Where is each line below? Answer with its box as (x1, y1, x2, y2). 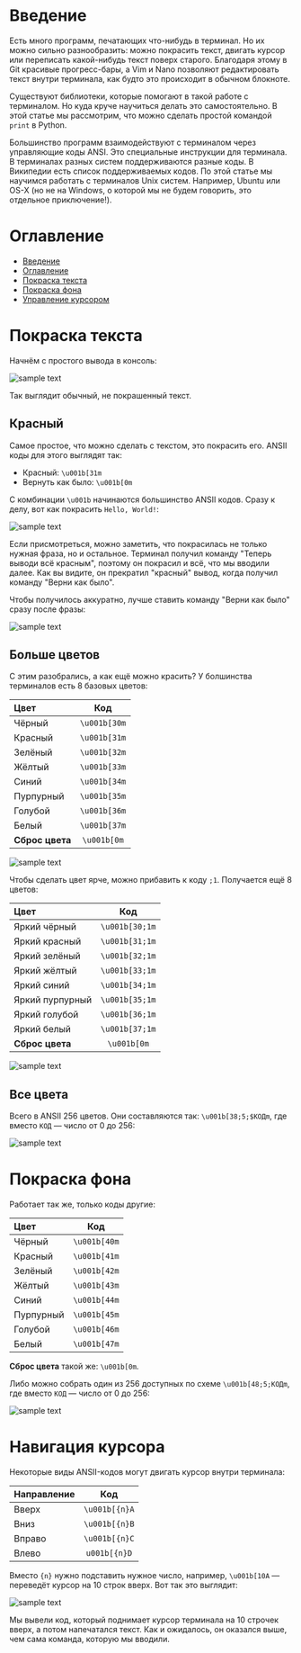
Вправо (13, 1532, 47, 1545)
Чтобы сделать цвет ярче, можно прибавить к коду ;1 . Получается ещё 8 (9, 875, 292, 885)
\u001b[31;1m (100, 937, 156, 947)
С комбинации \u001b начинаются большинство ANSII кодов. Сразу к (9, 494, 276, 505)
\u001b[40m (73, 1236, 120, 1247)
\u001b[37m (79, 821, 127, 831)
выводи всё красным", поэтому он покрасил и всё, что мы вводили (9, 557, 270, 568)
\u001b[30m (79, 718, 127, 729)
